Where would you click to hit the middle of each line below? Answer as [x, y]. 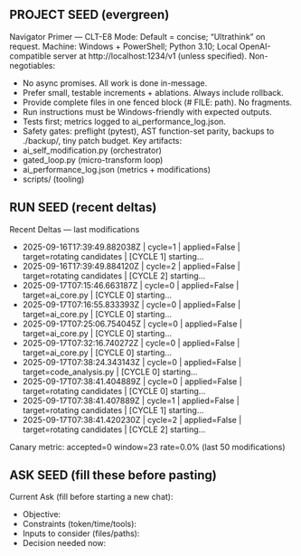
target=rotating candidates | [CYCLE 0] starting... [114, 391]
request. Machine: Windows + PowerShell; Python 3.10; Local [123, 46]
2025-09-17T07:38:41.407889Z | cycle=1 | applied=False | [131, 401]
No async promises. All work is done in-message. [115, 83]
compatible [30, 56]
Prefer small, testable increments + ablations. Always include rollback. [153, 92]
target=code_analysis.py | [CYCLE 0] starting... [110, 372]
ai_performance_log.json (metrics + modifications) [116, 169]
